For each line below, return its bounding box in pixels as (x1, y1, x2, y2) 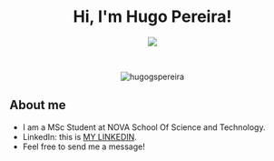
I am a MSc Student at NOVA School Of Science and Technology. (22, 121, 266, 133)
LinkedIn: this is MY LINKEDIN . (22, 131, 138, 142)
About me (9, 97, 66, 113)
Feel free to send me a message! (22, 141, 145, 152)
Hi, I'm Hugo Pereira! (73, 6, 232, 27)
